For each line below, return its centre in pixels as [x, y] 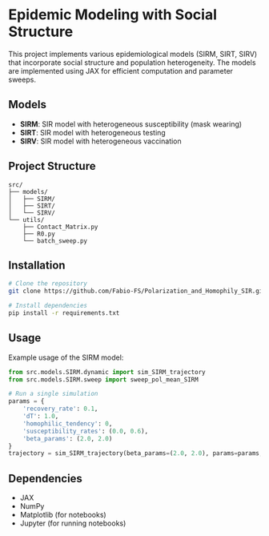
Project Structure [52, 166]
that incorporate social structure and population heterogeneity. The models [132, 62]
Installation [37, 265]
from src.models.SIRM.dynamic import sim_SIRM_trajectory [107, 372]
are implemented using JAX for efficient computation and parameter [121, 71]
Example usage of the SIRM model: [66, 357]
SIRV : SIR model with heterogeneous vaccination [100, 141]
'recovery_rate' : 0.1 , [60, 409]
